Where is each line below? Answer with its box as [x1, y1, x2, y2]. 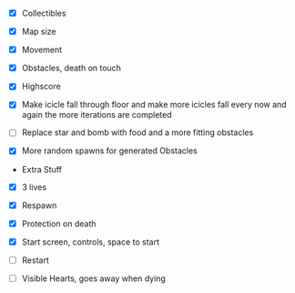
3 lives [21, 182, 47, 193]
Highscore [21, 81, 61, 92]
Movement [21, 45, 63, 56]
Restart [21, 255, 49, 266]
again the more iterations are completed [21, 110, 172, 120]
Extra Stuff [21, 163, 63, 174]
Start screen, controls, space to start [21, 236, 160, 247]
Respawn [21, 200, 57, 211]
